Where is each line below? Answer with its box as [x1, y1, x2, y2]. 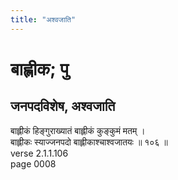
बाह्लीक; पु [10, 57, 69, 80]
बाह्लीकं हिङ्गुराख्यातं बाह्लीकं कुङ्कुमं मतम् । [10, 124, 146, 136]
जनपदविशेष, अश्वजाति [10, 98, 116, 115]
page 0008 [10, 157, 57, 170]
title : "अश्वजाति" [10, 14, 77, 25]
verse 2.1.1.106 [10, 147, 69, 159]
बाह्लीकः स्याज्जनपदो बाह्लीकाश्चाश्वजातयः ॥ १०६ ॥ [10, 136, 168, 148]
